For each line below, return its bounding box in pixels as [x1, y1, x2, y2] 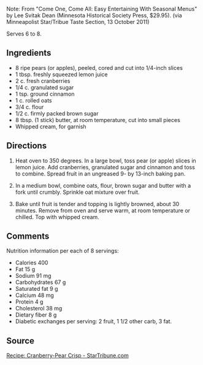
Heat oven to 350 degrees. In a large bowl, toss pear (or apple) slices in [15, 156, 196, 164]
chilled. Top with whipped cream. [15, 213, 99, 220]
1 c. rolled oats [15, 96, 52, 104]
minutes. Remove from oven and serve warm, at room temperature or [15, 207, 191, 214]
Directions [6, 140, 47, 151]
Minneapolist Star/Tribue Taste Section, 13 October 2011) [6, 18, 150, 25]
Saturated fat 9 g [15, 285, 58, 293]
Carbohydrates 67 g [15, 279, 66, 286]
